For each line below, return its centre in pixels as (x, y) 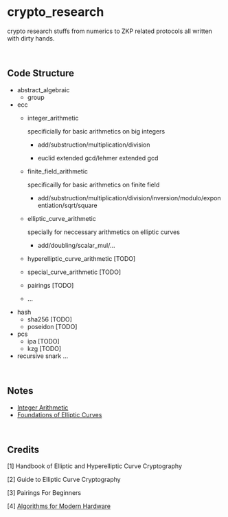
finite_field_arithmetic (57, 171)
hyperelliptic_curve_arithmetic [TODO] (81, 258)
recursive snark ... (43, 356)
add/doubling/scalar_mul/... (76, 245)
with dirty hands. (31, 38)
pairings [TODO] (50, 285)
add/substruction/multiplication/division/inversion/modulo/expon (129, 198)
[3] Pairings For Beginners (44, 493)
